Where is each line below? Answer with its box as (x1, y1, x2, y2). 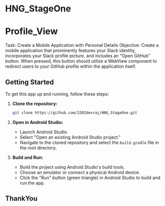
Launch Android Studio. (19, 129, 69, 135)
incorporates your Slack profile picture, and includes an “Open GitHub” (5, 53, 151, 59)
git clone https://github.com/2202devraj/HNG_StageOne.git (12, 110, 138, 115)
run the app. (19, 180, 45, 186)
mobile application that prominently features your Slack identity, (5, 48, 136, 54)
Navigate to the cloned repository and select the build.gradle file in (19, 139, 159, 145)
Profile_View (5, 26, 58, 37)
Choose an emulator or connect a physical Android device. (19, 169, 140, 175)
